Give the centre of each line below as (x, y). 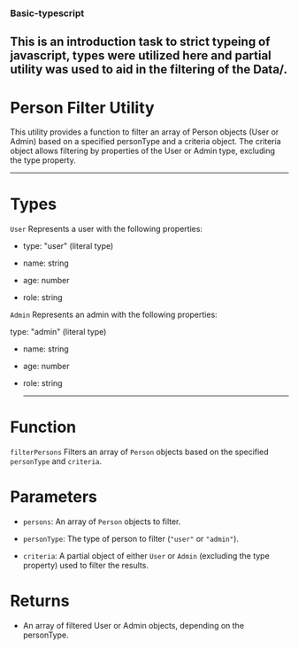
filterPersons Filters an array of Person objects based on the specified (139, 452)
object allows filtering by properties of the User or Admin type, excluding (143, 151)
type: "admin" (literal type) (58, 332)
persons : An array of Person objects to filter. (102, 522)
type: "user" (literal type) (68, 246)
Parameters (54, 497)
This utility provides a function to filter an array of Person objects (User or (145, 132)
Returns (40, 601)
